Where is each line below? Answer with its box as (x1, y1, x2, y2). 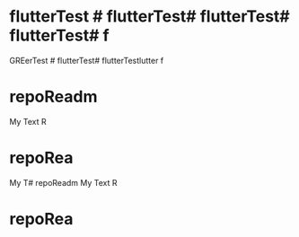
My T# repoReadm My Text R (9, 177, 119, 188)
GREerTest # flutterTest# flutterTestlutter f (9, 55, 164, 66)
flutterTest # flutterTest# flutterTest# (9, 6, 290, 27)
